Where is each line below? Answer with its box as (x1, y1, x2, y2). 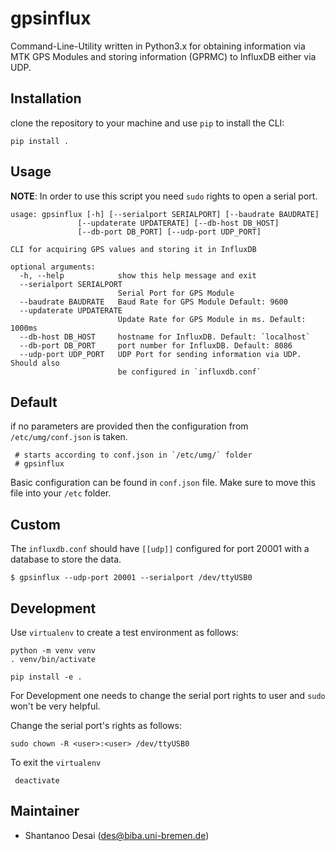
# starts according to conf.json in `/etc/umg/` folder (14, 450, 253, 461)
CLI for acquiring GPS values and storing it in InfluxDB (10, 244, 257, 254)
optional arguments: (10, 262, 97, 272)
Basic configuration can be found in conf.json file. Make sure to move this (10, 477, 316, 489)
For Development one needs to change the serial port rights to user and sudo (10, 690, 326, 701)
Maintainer (10, 803, 80, 820)
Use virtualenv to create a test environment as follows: (10, 627, 239, 638)
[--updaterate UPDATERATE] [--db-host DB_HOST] (77, 218, 280, 228)
